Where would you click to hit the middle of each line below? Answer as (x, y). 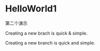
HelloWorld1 (31, 9)
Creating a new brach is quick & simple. (46, 33)
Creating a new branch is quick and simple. (50, 42)
